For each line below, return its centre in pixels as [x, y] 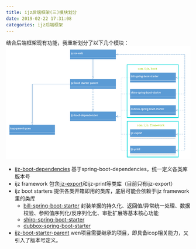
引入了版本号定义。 [38, 240]
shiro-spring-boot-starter [54, 219]
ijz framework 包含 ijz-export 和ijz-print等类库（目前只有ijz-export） [95, 183]
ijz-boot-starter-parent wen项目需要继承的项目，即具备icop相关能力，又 [102, 233]
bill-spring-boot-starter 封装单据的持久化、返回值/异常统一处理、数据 [107, 206]
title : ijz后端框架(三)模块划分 [42, 12]
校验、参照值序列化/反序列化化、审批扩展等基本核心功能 [91, 213]
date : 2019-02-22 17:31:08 [39, 18]
